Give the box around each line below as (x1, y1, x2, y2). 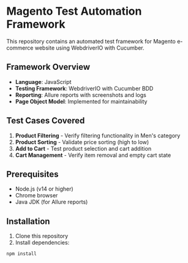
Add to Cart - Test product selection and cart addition (15, 145, 152, 152)
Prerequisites (6, 169, 59, 179)
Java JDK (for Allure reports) (15, 198, 88, 206)
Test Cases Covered (6, 115, 85, 126)
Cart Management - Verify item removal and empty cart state (15, 151, 171, 159)
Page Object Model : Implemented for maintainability (15, 97, 148, 105)
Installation (6, 216, 50, 226)
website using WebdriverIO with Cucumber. (34, 44, 145, 51)
